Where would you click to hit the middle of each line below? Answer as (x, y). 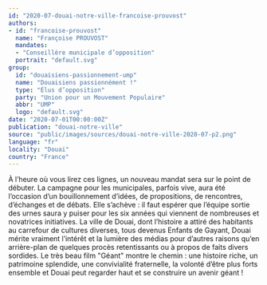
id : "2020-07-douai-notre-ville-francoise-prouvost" (98, 16)
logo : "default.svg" (49, 113)
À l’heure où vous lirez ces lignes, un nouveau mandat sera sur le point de (130, 180)
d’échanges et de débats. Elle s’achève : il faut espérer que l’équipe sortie (129, 205)
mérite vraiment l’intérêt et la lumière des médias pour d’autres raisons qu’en (134, 239)
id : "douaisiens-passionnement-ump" (76, 75)
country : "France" (39, 156)
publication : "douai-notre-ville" (66, 127)
